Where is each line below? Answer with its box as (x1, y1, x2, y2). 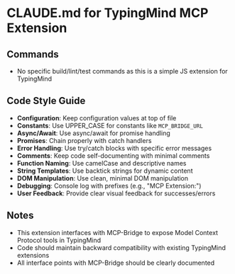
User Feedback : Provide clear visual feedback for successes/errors (16, 189, 216, 198)
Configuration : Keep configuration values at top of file (16, 113, 177, 122)
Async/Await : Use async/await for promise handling (16, 129, 171, 137)
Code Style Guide (6, 95, 86, 107)
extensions (16, 251, 50, 259)
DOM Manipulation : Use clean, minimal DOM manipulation (16, 173, 189, 182)
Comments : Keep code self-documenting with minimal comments (16, 151, 210, 160)
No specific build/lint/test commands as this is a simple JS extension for (16, 67, 228, 75)
